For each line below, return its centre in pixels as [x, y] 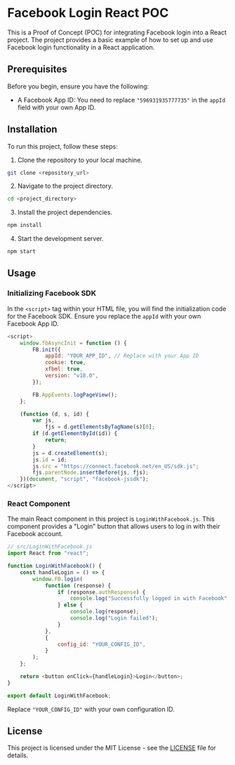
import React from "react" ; [48, 553]
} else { [70, 605]
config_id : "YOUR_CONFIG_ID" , [101, 644]
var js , [43, 420]
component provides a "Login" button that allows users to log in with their [114, 526]
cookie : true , [65, 363]
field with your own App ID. [56, 107]
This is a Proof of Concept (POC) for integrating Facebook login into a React [117, 32]
